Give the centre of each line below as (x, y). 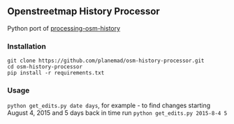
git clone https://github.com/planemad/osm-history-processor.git (106, 61)
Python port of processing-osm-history (64, 28)
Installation (27, 46)
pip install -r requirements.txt (56, 73)
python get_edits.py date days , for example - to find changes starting (109, 106)
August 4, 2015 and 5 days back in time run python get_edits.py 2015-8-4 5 (117, 113)
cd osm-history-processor (45, 67)
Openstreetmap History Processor (84, 11)
